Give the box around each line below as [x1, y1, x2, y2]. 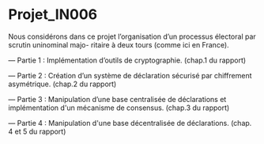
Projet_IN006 [8, 6, 97, 24]
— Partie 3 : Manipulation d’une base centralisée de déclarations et [8, 94, 227, 104]
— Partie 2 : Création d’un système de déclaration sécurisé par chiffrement [8, 70, 252, 80]
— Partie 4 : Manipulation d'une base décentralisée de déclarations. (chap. [8, 118, 252, 127]
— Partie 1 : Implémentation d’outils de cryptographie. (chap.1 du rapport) [8, 55, 247, 65]
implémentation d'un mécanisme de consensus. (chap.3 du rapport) [8, 103, 230, 112]
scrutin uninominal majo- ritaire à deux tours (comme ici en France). [8, 40, 229, 49]
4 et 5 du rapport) [8, 127, 66, 136]
